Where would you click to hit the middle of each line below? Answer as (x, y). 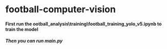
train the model (22, 29)
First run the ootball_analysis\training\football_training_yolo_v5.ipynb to (83, 23)
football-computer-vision (61, 9)
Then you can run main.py (34, 41)
